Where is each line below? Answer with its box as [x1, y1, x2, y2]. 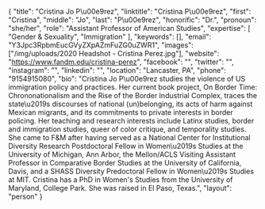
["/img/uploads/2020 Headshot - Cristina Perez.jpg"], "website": [8, 49, 220, 58]
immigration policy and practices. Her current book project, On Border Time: [8, 82, 258, 92]
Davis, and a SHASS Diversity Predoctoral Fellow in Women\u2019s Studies [8, 166, 255, 176]
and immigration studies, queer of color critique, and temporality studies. [8, 124, 247, 134]
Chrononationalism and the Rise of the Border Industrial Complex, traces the [8, 91, 258, 100]
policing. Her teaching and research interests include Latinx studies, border [8, 116, 255, 125]
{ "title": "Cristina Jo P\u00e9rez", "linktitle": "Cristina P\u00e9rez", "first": [8, 7, 252, 16]
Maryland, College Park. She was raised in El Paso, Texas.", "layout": [8, 184, 232, 192]
